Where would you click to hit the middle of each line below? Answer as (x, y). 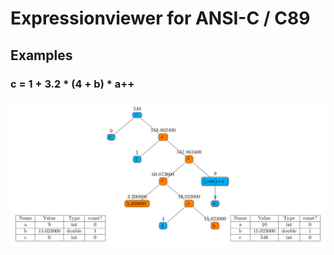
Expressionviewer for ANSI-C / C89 (160, 18)
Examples (41, 55)
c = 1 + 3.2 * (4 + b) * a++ (72, 84)
